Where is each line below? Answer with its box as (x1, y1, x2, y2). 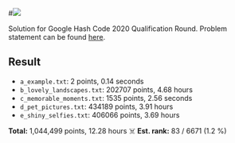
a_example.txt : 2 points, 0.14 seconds (19, 76, 144, 86)
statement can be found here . (8, 33, 106, 41)
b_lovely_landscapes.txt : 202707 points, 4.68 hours (19, 84, 194, 95)
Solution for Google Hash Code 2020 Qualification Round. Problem (8, 24, 227, 33)
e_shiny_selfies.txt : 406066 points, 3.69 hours (19, 110, 180, 119)
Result (8, 56, 41, 69)
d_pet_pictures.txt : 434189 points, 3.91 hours (19, 102, 174, 111)
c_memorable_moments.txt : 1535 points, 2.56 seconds (19, 93, 193, 102)
